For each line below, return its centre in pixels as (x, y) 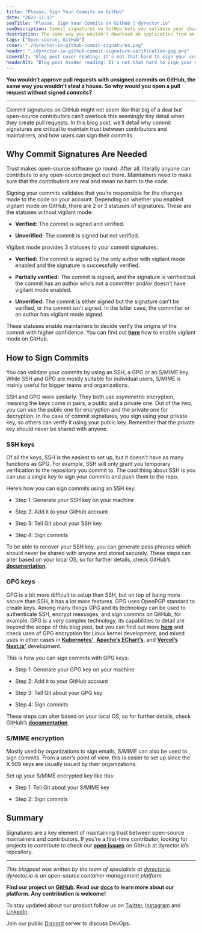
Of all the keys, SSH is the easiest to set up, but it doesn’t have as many (95, 457)
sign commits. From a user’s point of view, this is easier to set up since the (98, 758)
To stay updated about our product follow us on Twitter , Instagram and (93, 905)
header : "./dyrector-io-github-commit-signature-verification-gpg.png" (98, 51)
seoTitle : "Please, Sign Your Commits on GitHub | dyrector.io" (88, 23)
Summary (25, 818)
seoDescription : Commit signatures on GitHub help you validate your (95, 29)
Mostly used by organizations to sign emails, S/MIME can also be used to (97, 752)
